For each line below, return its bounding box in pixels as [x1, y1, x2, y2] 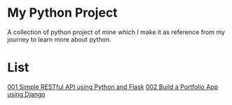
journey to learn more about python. [7, 35, 111, 43]
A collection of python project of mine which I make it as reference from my [7, 28, 226, 36]
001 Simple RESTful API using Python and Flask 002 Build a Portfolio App [7, 82, 219, 91]
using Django [7, 90, 46, 98]
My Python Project [7, 5, 118, 21]
